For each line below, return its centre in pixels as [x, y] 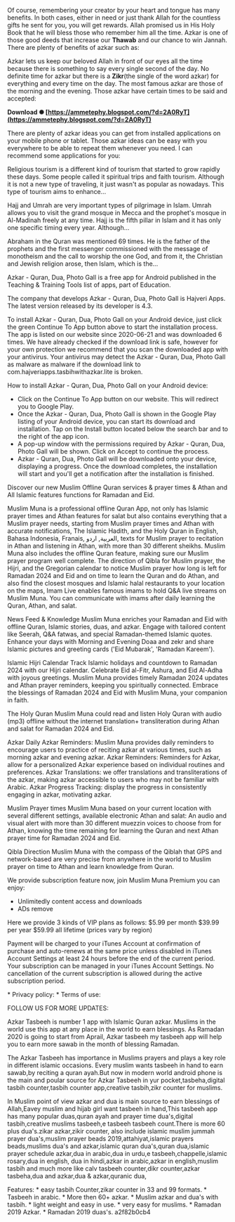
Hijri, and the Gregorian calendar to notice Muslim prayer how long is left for [117, 568]
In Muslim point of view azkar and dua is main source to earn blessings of [114, 1101]
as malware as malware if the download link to [74, 364]
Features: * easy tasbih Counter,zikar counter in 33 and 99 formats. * [107, 1190]
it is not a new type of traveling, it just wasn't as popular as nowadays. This [116, 184]
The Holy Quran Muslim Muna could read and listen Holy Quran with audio [115, 714]
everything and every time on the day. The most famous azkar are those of [115, 83]
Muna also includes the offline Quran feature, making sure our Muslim [108, 553]
